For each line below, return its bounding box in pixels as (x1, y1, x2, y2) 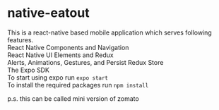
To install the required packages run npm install (7, 80, 149, 89)
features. (7, 35, 34, 44)
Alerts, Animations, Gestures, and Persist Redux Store (7, 58, 164, 66)
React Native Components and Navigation (7, 43, 129, 51)
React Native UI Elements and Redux (7, 51, 114, 59)
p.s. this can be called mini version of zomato (7, 94, 139, 103)
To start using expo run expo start (7, 73, 108, 82)
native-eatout (7, 5, 90, 21)
